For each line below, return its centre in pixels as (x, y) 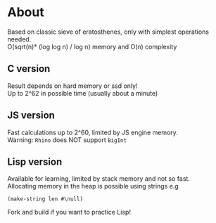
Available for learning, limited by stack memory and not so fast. (99, 179)
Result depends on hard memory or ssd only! (72, 86)
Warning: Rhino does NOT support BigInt (67, 140)
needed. (19, 39)
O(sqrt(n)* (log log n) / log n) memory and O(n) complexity (92, 46)
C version (29, 69)
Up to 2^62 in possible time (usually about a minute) (83, 93)
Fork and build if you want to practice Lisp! (69, 212)
